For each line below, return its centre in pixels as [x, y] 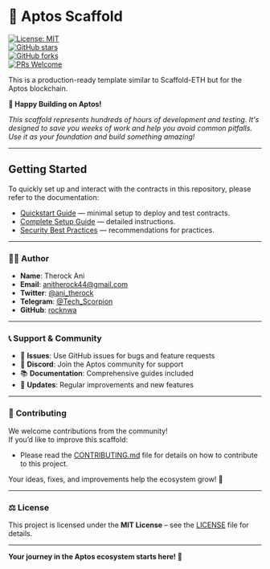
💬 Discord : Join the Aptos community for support [102, 364]
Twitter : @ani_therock [57, 293]
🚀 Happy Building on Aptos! [55, 104]
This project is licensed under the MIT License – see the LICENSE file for [129, 525]
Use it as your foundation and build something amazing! [102, 137]
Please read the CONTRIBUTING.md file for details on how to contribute [139, 455]
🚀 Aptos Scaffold [65, 16]
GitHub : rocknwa [48, 310]
